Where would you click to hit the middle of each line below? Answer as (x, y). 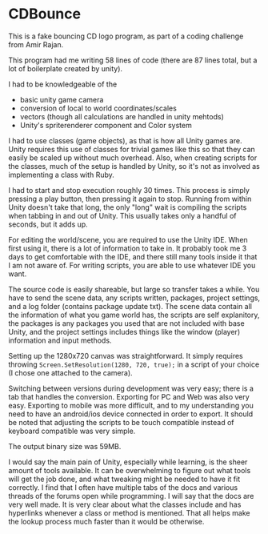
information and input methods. (60, 340)
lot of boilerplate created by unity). (65, 68)
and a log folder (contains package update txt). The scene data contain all (130, 306)
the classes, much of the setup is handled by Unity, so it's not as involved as (134, 166)
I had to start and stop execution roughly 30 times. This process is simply (129, 190)
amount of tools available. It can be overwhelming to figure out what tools (130, 470)
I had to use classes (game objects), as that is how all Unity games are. (125, 140)
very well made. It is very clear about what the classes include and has (125, 504)
